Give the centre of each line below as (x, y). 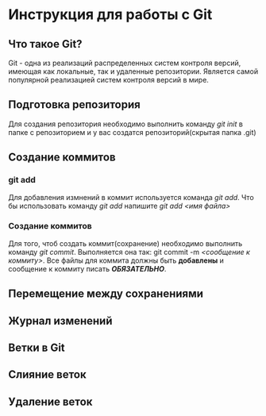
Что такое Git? (45, 44)
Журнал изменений (60, 320)
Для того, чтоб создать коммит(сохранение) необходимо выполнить (125, 243)
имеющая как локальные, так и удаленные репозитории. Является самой (133, 71)
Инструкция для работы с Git (110, 15)
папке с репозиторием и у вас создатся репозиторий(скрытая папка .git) (132, 132)
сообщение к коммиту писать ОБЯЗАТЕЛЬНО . (87, 268)
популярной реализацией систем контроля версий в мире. (108, 80)
